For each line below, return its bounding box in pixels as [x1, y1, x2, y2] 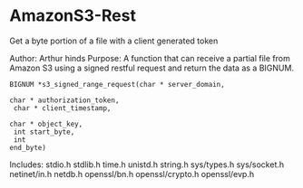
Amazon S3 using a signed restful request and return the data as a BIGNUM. [9, 62, 295, 73]
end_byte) [9, 143, 47, 152]
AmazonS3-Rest [9, 5, 136, 26]
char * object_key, [9, 119, 83, 128]
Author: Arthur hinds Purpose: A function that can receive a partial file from [9, 52, 290, 63]
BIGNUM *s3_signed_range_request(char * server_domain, [9, 80, 225, 89]
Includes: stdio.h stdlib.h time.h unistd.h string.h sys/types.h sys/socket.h [9, 159, 285, 170]
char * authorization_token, [9, 96, 120, 105]
